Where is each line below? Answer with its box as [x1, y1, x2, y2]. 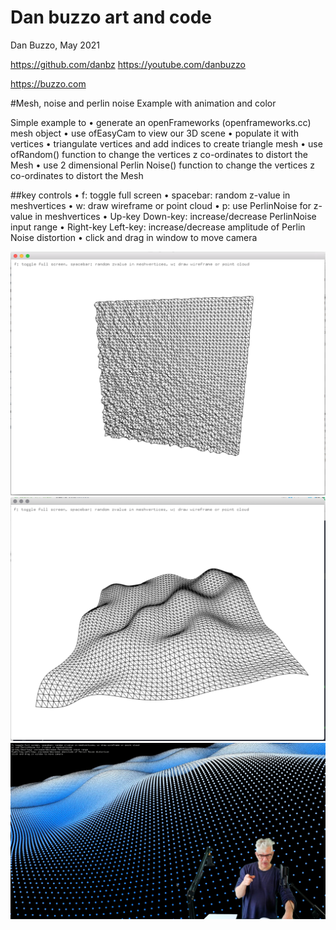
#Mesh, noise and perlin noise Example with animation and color [10, 97, 277, 109]
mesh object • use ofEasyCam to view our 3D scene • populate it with [10, 127, 299, 139]
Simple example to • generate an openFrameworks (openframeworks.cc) [10, 116, 312, 128]
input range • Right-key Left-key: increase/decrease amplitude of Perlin [10, 221, 306, 233]
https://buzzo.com [10, 77, 87, 90]
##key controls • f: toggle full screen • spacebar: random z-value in [10, 189, 291, 201]
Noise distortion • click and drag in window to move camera [10, 231, 258, 243]
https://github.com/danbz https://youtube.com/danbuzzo [10, 58, 247, 70]
